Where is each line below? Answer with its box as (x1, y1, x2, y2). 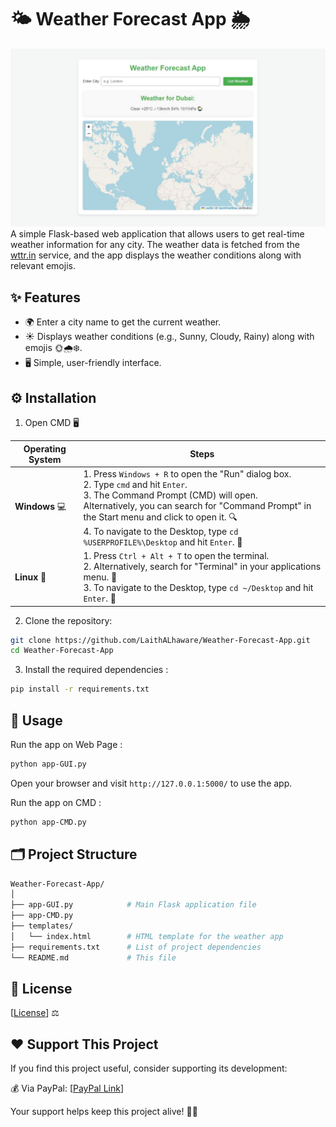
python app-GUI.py (10, 759, 87, 769)
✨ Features (10, 289, 81, 306)
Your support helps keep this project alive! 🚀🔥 (10, 1106, 198, 1118)
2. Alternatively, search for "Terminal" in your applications (83, 561, 322, 573)
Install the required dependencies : (24, 664, 169, 676)
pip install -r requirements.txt (10, 684, 150, 695)
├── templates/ (10, 921, 74, 931)
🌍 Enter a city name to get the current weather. (24, 316, 222, 328)
